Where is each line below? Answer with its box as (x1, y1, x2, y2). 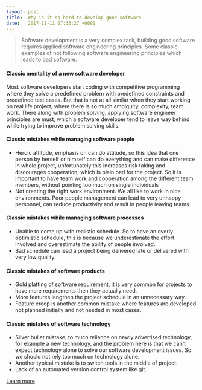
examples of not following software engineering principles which (21, 50, 182, 57)
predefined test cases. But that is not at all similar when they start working (6, 96, 191, 103)
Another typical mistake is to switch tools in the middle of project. (14, 359, 178, 366)
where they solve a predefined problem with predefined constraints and (6, 89, 185, 97)
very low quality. (14, 253, 56, 261)
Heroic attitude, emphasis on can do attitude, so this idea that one (14, 149, 179, 156)
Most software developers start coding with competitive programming (6, 83, 180, 91)
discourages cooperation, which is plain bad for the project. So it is (14, 168, 182, 175)
